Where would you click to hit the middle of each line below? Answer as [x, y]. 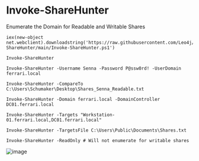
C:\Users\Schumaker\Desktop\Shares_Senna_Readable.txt [75, 89]
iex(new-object [25, 37]
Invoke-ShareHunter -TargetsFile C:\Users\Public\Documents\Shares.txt [96, 130]
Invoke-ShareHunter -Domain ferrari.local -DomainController [83, 99]
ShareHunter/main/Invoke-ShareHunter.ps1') [61, 48]
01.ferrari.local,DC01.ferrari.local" [54, 120]
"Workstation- [98, 115]
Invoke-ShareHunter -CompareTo [45, 84]
